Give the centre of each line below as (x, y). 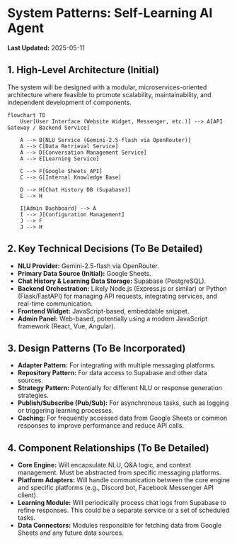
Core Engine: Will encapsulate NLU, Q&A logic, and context (104, 465)
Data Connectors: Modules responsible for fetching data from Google (120, 526)
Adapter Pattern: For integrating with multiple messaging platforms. (116, 365)
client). (28, 495)
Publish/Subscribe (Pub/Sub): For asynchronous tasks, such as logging (123, 403)
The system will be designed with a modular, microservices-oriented (107, 87)
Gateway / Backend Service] (49, 128)
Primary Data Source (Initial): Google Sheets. (85, 273)
